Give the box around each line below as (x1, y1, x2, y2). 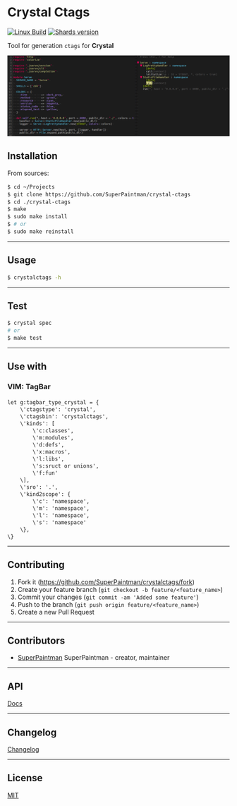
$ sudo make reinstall (7, 228, 74, 235)
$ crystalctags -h (7, 273, 61, 281)
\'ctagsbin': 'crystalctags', (20, 413, 109, 420)
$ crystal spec (7, 319, 52, 327)
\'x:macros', (32, 448, 71, 456)
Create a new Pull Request (17, 608, 95, 616)
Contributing (7, 559, 65, 571)
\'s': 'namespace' (32, 518, 87, 526)
